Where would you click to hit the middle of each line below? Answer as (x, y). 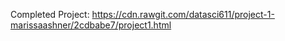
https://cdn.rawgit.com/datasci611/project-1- (183, 14)
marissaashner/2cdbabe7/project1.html (91, 25)
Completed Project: (50, 14)
